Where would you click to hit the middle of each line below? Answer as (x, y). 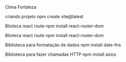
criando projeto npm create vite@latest (44, 16)
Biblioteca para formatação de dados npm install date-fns (63, 45)
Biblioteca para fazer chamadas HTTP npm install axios (61, 54)
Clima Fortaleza (21, 7)
